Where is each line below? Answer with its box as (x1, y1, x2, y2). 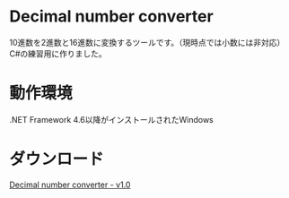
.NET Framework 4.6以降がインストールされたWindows (9, 114, 214, 125)
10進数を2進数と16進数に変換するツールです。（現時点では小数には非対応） (9, 37, 285, 47)
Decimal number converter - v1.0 (9, 179, 131, 190)
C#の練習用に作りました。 (9, 47, 108, 59)
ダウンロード (9, 150, 105, 169)
